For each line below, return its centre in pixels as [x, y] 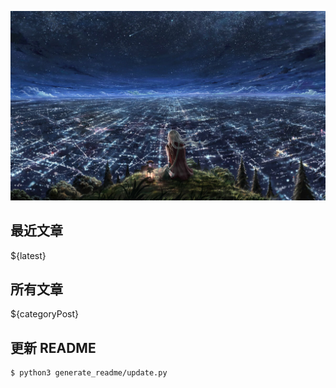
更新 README [53, 347]
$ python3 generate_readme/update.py [89, 373]
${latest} [28, 255]
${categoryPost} [44, 314]
